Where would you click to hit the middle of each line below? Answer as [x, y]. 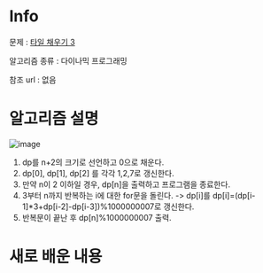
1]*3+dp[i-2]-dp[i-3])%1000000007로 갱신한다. [108, 207]
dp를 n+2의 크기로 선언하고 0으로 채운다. [93, 162]
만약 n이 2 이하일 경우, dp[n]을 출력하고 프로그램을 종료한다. [126, 184]
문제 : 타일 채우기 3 [42, 42]
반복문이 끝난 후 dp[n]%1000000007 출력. [97, 217]
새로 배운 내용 [56, 257]
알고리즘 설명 [54, 119]
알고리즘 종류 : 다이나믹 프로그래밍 [68, 60]
